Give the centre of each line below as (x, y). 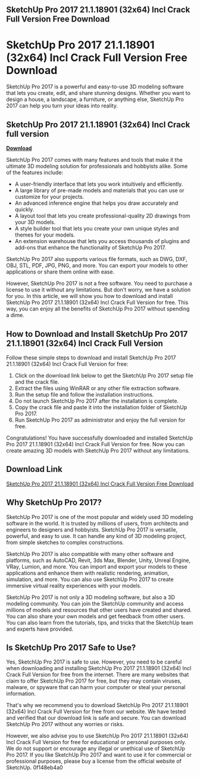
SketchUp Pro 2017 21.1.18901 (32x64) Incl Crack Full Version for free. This (97, 302)
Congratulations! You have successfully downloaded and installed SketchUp (100, 438)
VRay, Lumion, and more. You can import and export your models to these (97, 566)
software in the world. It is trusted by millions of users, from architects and (97, 523)
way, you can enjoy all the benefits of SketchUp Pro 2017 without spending (98, 309)
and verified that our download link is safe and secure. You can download (96, 718)
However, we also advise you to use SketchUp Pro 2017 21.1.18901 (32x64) (97, 736)
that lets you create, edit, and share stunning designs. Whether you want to (98, 93)
